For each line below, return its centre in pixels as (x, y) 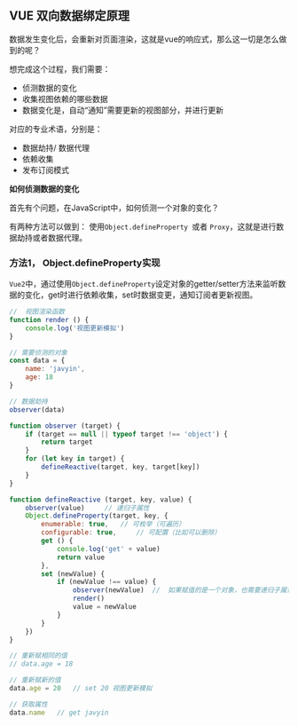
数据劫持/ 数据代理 (56, 147)
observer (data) (37, 410)
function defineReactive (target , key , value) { (101, 500)
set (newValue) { (73, 574)
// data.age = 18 (41, 664)
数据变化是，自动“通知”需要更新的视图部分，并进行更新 (123, 110)
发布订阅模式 (45, 170)
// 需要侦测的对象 (39, 352)
